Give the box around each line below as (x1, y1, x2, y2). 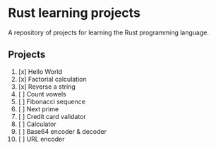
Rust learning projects (8, 5, 140, 21)
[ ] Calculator (18, 120, 56, 128)
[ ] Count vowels (18, 89, 66, 98)
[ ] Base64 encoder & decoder (18, 127, 107, 135)
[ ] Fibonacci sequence (18, 97, 85, 106)
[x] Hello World (18, 67, 63, 75)
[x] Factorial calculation (18, 75, 87, 83)
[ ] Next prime (18, 104, 59, 113)
